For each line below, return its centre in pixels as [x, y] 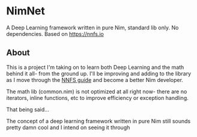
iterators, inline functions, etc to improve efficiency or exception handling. [97, 98]
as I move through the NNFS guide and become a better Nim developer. [95, 80]
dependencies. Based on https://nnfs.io [55, 34]
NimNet [26, 11]
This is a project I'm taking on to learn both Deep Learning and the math [95, 67]
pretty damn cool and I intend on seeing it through [68, 127]
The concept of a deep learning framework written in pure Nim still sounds [98, 121]
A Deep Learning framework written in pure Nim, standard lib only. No [92, 28]
